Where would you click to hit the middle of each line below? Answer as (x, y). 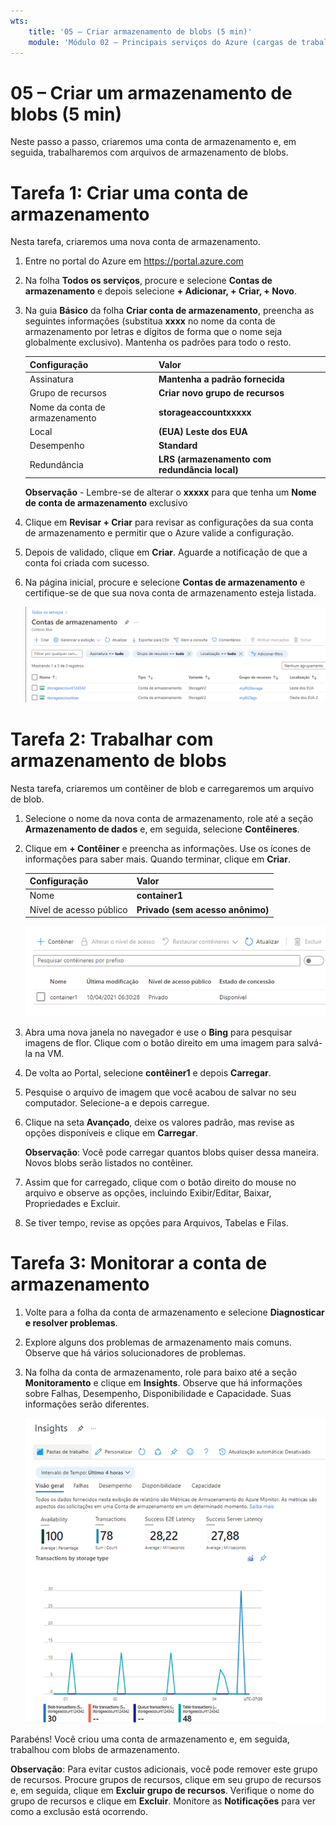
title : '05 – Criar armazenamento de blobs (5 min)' (140, 31)
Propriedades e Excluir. (72, 1203)
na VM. (49, 1053)
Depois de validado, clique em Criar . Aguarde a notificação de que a (166, 552)
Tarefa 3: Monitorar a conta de (139, 1262)
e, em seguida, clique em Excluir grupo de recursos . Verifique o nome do (162, 1791)
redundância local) (198, 470)
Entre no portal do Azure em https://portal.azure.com (134, 261)
